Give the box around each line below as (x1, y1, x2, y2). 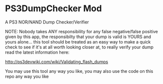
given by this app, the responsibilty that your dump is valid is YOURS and (5, 34, 151, 40)
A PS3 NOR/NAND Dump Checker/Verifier (5, 19, 89, 25)
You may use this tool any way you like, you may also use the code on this (5, 68, 153, 74)
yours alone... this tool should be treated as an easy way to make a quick (5, 39, 151, 44)
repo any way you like (5, 73, 49, 79)
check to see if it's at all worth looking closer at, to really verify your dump (5, 44, 154, 50)
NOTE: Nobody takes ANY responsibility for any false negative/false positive (5, 28, 158, 34)
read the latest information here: (5, 49, 70, 55)
